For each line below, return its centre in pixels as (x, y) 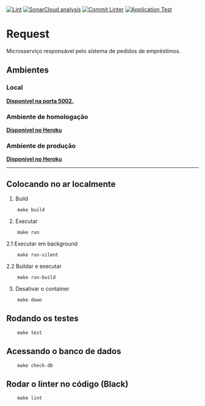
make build (31, 210)
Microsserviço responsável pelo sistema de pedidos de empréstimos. (94, 51)
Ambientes (28, 70)
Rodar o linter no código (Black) (67, 384)
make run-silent (38, 255)
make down (30, 300)
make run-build (37, 278)
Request (28, 34)
